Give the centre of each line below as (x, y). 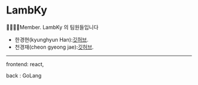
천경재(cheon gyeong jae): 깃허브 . (54, 47)
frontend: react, (25, 64)
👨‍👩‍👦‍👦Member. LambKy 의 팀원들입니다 (52, 27)
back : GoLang (24, 75)
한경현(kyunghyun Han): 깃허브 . (52, 39)
